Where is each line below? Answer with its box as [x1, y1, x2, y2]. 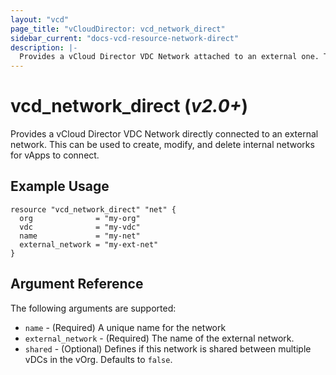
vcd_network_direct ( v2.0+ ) [10, 95, 249, 118]
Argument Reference [10, 276, 144, 293]
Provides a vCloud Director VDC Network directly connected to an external [10, 128, 319, 140]
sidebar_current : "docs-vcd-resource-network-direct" [10, 33, 240, 43]
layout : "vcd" [10, 14, 70, 25]
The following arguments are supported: [10, 302, 177, 314]
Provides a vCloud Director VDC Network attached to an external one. [19, 52, 320, 62]
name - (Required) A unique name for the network [24, 321, 227, 333]
